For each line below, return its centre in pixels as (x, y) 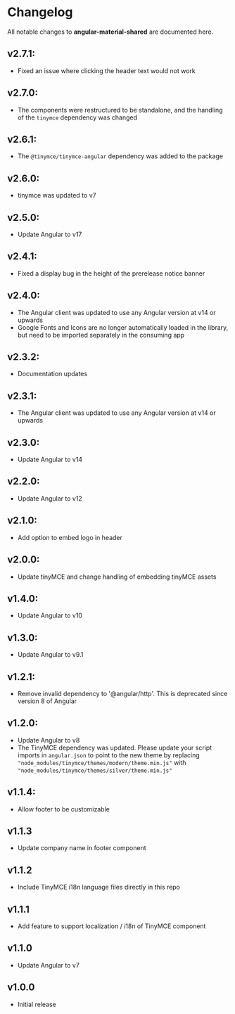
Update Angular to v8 (49, 740)
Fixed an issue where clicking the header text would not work (106, 70)
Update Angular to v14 (50, 460)
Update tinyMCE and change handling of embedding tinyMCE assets (117, 577)
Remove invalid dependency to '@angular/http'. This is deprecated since (122, 693)
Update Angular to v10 (50, 615)
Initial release (37, 1004)
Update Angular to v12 (50, 498)
